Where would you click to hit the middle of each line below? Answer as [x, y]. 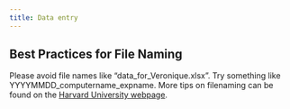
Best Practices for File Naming [96, 54]
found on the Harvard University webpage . [89, 95]
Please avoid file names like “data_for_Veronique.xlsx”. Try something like [145, 76]
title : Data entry [44, 18]
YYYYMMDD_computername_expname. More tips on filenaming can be [141, 86]
